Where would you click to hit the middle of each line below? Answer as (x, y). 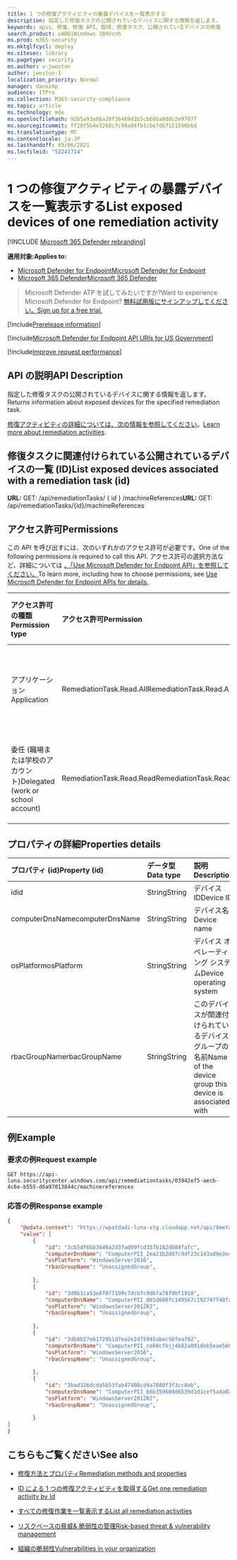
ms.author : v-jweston (39, 66)
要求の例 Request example (52, 1159)
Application (30, 700)
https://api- (39, 1174)
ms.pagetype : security (41, 60)
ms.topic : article (34, 106)
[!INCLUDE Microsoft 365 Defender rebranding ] (77, 242)
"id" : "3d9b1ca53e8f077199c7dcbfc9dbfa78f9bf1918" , (122, 1293)
